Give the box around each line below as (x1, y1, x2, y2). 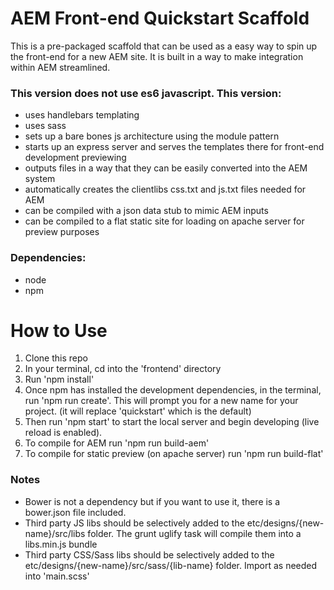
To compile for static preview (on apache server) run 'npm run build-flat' (24, 448, 324, 460)
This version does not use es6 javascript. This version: (10, 86, 282, 100)
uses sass (24, 120, 67, 132)
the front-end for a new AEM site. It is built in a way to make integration (10, 50, 304, 62)
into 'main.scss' (24, 570, 90, 582)
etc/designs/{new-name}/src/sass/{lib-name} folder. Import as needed (24, 559, 318, 571)
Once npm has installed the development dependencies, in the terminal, (24, 384, 322, 396)
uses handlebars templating (24, 109, 140, 121)
